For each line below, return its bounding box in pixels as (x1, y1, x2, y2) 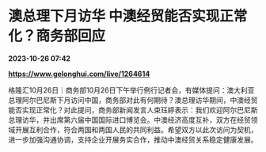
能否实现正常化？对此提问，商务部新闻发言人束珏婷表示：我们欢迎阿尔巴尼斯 (8, 104, 258, 115)
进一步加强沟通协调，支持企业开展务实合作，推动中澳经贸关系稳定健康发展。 (8, 135, 258, 144)
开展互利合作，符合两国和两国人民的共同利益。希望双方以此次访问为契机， (14, 124, 258, 135)
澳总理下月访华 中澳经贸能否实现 (8, 7, 220, 25)
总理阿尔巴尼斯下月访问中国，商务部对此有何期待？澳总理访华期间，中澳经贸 (8, 95, 258, 104)
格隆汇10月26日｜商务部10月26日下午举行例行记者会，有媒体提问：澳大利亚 (8, 85, 255, 95)
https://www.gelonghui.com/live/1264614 (8, 69, 150, 78)
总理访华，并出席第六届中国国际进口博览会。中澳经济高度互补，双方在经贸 (8, 115, 251, 124)
